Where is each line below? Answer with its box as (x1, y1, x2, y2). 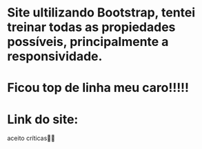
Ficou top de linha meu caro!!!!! (7, 80, 190, 95)
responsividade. (7, 49, 103, 65)
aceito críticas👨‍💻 (7, 134, 55, 142)
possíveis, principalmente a (7, 34, 169, 49)
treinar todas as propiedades (7, 19, 176, 35)
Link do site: (7, 111, 79, 127)
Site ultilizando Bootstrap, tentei (7, 5, 196, 21)
